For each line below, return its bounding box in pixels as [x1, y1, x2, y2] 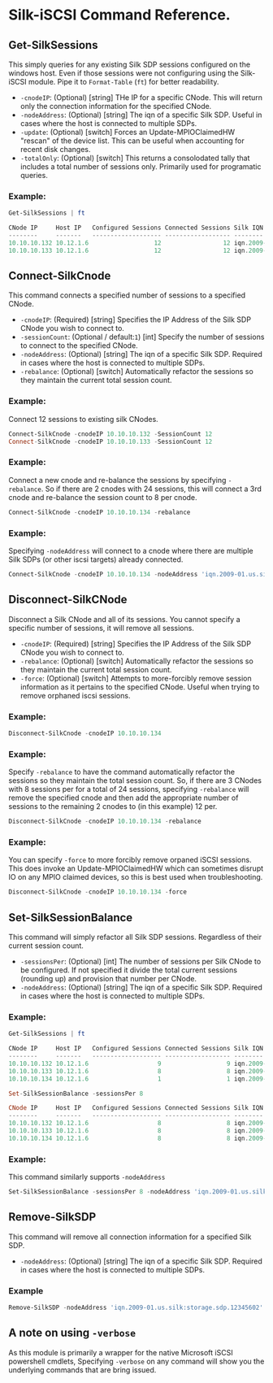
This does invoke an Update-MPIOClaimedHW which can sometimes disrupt [8, 863, 264, 873]
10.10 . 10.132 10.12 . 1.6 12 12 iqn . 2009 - [8, 238, 267, 247]
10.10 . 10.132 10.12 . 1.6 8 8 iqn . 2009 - [8, 1120, 267, 1128]
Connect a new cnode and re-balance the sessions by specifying [8, 475, 227, 485]
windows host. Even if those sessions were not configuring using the [8, 68, 239, 78]
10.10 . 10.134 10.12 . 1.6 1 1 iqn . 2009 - [8, 1075, 267, 1083]
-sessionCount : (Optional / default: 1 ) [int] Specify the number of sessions [19, 332, 265, 342]
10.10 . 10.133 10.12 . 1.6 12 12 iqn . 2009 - [8, 246, 267, 254]
